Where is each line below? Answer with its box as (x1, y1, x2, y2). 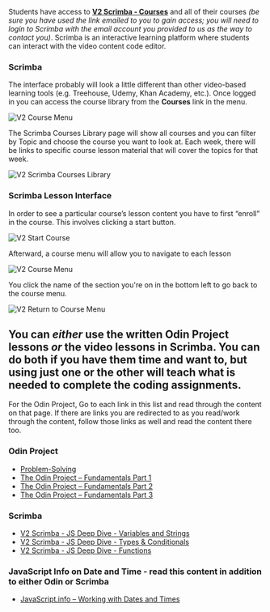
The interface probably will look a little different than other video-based (8, 80, 247, 90)
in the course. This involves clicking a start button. (8, 217, 176, 227)
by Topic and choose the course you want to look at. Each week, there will (8, 137, 256, 147)
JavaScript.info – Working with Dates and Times (19, 594, 180, 604)
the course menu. (8, 288, 67, 298)
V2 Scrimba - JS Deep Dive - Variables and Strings (19, 529, 190, 538)
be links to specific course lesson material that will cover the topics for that (8, 146, 259, 155)
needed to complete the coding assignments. (8, 378, 242, 392)
